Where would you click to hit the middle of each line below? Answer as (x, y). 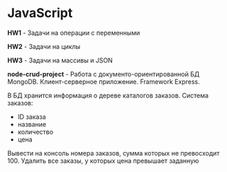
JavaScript (40, 13)
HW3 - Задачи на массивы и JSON (60, 60)
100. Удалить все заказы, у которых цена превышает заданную (103, 161)
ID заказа (32, 117)
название (32, 124)
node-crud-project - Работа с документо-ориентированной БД (104, 74)
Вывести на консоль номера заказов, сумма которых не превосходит (113, 153)
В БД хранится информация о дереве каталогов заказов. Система (108, 95)
